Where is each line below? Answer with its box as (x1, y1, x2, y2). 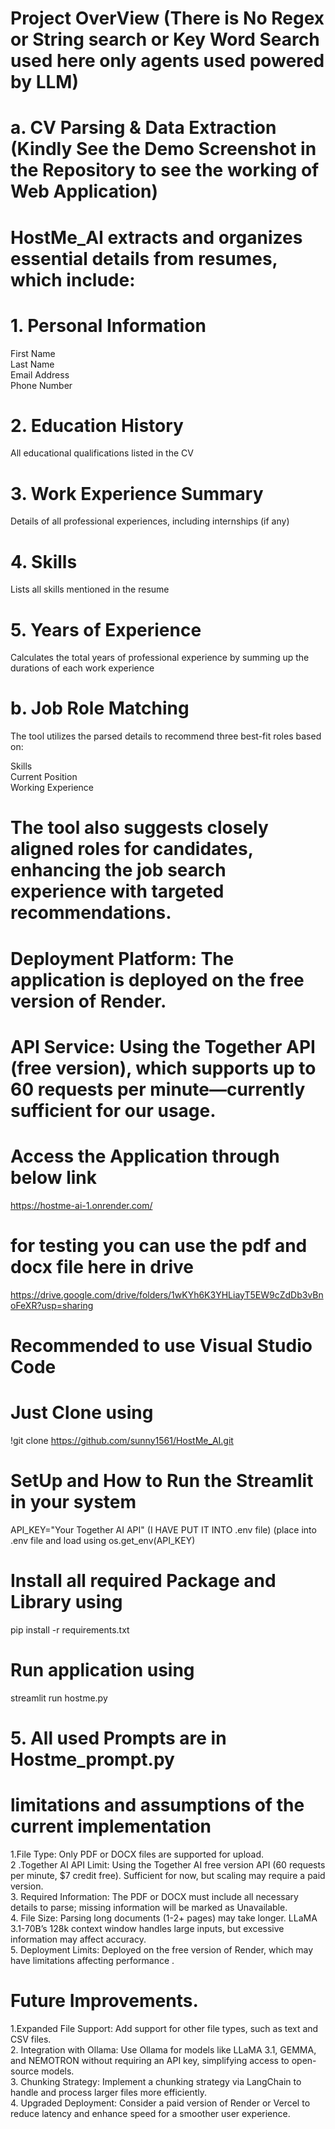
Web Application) (10, 180, 159, 203)
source (10, 2065, 40, 2077)
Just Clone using (10, 1402, 154, 1424)
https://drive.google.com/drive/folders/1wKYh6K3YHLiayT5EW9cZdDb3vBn (10, 1288, 324, 1301)
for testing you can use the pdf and (10, 1234, 308, 1257)
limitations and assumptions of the (10, 1793, 305, 1816)
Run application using (10, 1658, 195, 1681)
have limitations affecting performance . (10, 1954, 175, 1966)
